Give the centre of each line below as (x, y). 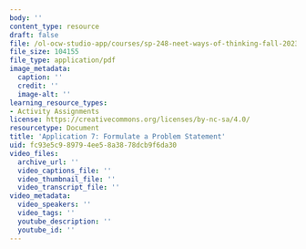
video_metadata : (40, 196)
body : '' (26, 18)
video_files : (34, 153)
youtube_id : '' (46, 230)
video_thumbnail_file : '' (67, 179)
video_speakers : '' (55, 205)
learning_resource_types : (58, 103)
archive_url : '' (48, 162)
